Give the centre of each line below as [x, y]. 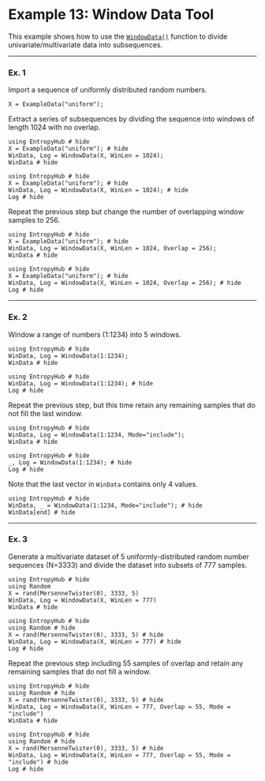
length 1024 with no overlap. [54, 127]
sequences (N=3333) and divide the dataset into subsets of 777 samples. [128, 565]
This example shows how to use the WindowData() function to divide [118, 36]
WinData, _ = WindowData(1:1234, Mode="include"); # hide [105, 505]
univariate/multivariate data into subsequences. [86, 44]
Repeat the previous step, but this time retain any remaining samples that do [132, 405]
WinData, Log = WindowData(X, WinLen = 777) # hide [95, 641]
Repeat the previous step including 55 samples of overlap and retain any [126, 663]
